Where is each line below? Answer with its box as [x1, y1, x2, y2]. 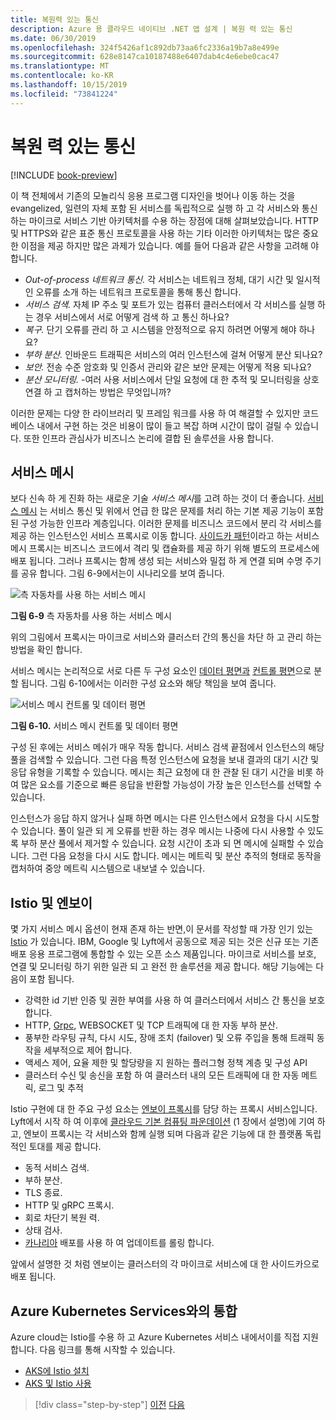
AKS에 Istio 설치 [24, 1365, 90, 1376]
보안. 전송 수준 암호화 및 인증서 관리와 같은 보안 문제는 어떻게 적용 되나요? [24, 361, 312, 373]
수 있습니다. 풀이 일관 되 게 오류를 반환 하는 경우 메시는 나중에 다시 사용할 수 [10, 825, 306, 837]
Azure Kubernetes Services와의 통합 [10, 1302, 238, 1320]
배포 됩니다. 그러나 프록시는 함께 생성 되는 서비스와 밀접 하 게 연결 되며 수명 [10, 555, 303, 567]
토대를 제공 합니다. [28, 1141, 102, 1153]
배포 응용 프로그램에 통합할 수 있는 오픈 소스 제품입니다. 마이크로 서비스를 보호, [10, 948, 317, 960]
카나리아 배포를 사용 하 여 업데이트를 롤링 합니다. [24, 1237, 215, 1249]
